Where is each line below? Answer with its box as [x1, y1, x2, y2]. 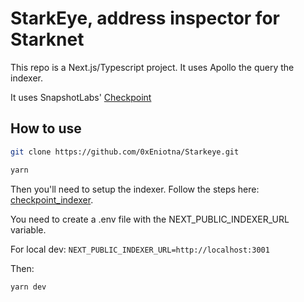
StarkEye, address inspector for [10, 7, 280, 30]
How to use [10, 120, 82, 137]
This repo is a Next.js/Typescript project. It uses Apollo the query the [10, 61, 295, 73]
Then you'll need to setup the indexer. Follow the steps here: [10, 183, 260, 195]
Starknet [10, 28, 85, 51]
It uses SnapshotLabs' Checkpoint [10, 91, 152, 103]
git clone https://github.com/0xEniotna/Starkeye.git [10, 147, 240, 157]
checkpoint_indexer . [10, 193, 94, 206]
